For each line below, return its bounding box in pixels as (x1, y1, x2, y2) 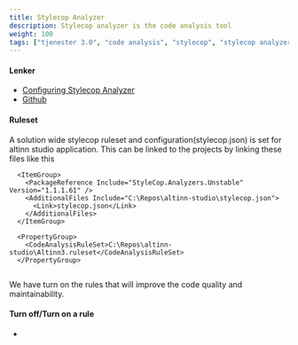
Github (21, 94, 47, 105)
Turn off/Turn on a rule (9, 309, 95, 319)
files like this (9, 153, 55, 164)
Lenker (9, 65, 35, 75)
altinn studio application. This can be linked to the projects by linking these (9, 144, 282, 154)
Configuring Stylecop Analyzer (21, 85, 136, 96)
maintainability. (9, 288, 65, 299)
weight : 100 (9, 29, 53, 38)
